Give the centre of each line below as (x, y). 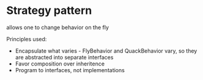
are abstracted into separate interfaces (64, 57)
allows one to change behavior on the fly (57, 27)
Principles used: (27, 39)
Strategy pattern (49, 11)
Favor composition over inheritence (60, 64)
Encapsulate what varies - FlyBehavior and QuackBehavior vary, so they (106, 51)
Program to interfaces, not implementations (70, 70)
